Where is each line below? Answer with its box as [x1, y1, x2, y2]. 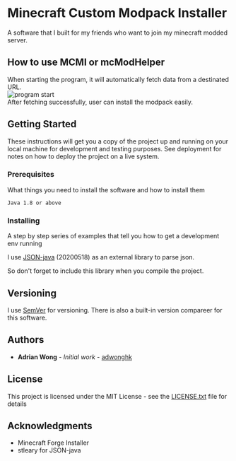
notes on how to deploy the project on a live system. [7, 152, 160, 161]
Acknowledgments [7, 419, 93, 432]
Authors [7, 334, 45, 346]
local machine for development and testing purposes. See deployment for [7, 144, 222, 153]
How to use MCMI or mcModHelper [7, 57, 165, 69]
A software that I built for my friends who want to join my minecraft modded [7, 28, 228, 37]
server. [7, 35, 28, 44]
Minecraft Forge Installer [17, 438, 90, 447]
